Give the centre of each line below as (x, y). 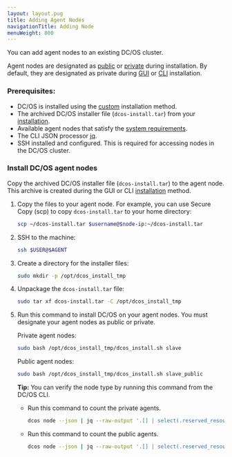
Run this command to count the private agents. (94, 408)
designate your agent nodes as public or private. (86, 322)
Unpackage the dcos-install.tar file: (70, 289)
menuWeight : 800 (30, 33)
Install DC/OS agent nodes (52, 168)
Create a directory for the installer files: (73, 263)
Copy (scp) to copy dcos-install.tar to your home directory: (104, 211)
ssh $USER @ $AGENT (42, 250)
